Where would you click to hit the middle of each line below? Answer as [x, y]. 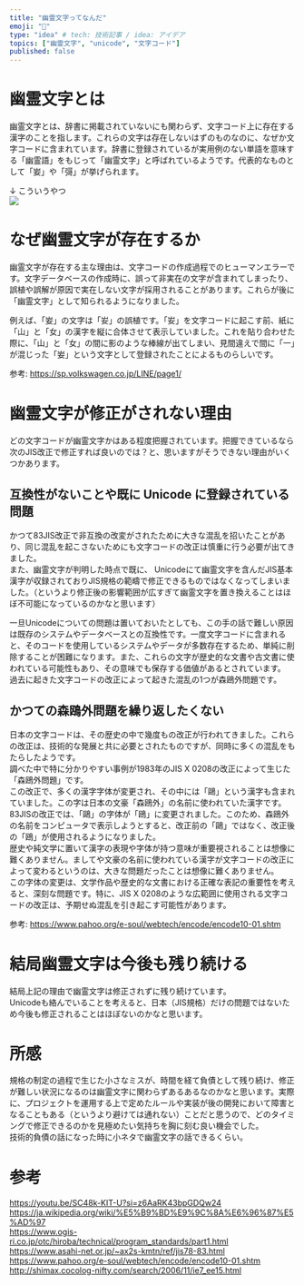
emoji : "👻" [30, 26]
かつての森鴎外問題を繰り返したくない [117, 711]
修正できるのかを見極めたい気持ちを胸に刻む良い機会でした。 [148, 1126]
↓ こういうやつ [38, 191]
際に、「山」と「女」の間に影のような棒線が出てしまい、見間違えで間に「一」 [152, 343]
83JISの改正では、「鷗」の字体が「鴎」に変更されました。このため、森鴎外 [150, 814]
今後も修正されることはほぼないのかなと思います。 [112, 1013]
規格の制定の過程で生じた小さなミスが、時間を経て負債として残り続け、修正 [152, 1081]
